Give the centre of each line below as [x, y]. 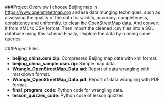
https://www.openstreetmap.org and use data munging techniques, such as [82, 12]
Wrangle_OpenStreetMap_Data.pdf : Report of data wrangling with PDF [86, 79]
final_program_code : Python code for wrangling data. [68, 90]
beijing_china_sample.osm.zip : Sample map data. [64, 63]
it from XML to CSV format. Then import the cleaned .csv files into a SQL [80, 28]
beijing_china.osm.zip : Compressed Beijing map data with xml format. [85, 58]
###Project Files [22, 49]
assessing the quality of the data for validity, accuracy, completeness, [77, 18]
